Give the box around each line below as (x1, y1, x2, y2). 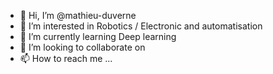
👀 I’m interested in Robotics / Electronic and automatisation (19, 20, 263, 32)
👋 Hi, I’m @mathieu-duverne (19, 10, 137, 21)
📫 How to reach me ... (19, 53, 113, 64)
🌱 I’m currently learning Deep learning (19, 31, 177, 42)
